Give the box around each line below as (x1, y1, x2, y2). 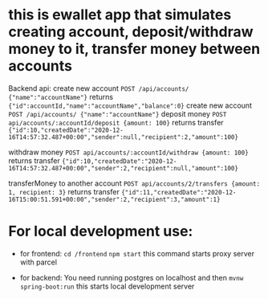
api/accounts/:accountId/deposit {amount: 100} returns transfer (8, 117, 224, 127)
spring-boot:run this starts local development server (19, 281, 195, 291)
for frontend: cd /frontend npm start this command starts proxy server (19, 248, 255, 258)
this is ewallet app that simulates (8, 6, 232, 24)
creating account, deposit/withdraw (8, 23, 254, 41)
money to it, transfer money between (8, 40, 261, 58)
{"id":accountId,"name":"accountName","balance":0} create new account (8, 100, 253, 110)
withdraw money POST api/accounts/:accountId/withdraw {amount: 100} (8, 147, 249, 157)
